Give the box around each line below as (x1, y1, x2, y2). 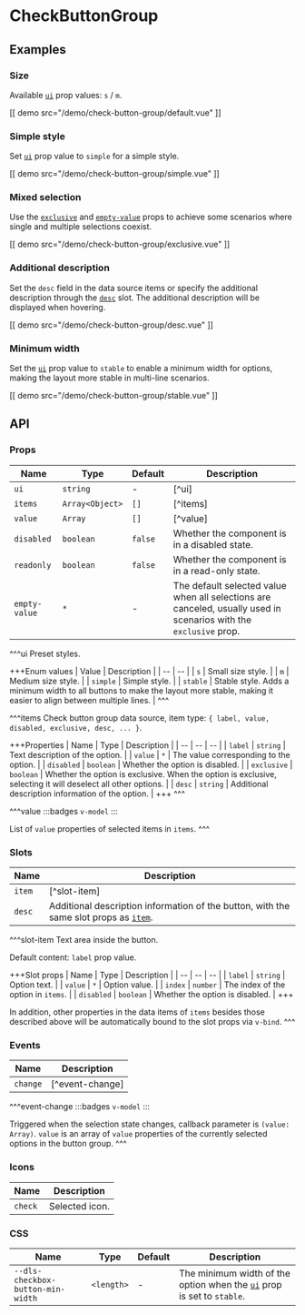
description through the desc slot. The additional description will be (9, 292, 261, 303)
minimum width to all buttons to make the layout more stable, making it (9, 684, 274, 696)
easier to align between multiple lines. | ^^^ (9, 694, 170, 705)
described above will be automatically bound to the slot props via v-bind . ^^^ (9, 1017, 296, 1027)
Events (9, 1038, 41, 1051)
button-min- (14, 1284, 66, 1294)
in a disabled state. (172, 538, 254, 551)
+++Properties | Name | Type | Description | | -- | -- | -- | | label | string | (9, 739, 286, 751)
